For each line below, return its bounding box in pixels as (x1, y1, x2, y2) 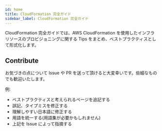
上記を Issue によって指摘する (12, 121, 72, 127)
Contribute (5, 56, 39, 65)
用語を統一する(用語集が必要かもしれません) (12, 115, 101, 121)
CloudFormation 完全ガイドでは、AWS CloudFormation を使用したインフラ (5, 30, 155, 36)
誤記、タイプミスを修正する (12, 103, 68, 109)
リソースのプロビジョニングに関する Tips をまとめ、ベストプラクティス (5, 36, 148, 42)
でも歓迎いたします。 (5, 76, 48, 82)
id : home (5, 7, 23, 12)
